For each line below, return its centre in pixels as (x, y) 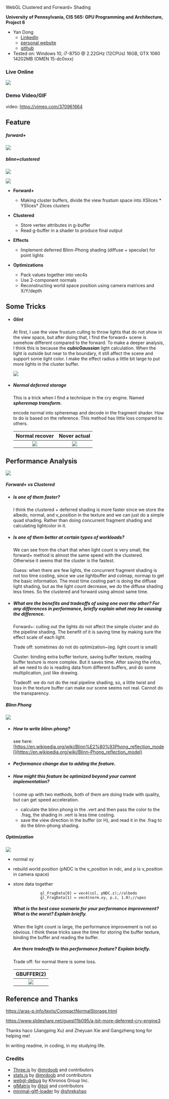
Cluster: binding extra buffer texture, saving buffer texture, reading (82, 657)
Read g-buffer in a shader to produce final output (71, 230)
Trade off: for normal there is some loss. (55, 961)
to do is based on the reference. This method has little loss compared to (88, 418)
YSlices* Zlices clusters (45, 205)
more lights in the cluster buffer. (46, 364)
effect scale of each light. (39, 637)
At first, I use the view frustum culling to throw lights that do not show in (88, 332)
